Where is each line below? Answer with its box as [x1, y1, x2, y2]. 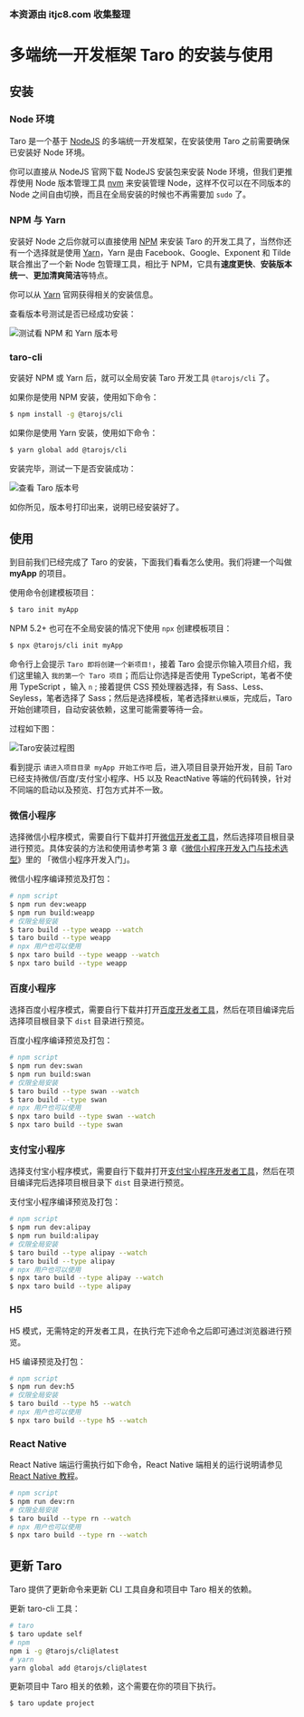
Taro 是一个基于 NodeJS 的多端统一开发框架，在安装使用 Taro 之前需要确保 [9, 135, 290, 146]
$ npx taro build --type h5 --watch [9, 1416, 147, 1425]
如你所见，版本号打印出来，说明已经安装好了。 [9, 501, 184, 513]
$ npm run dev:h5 [9, 1382, 75, 1392]
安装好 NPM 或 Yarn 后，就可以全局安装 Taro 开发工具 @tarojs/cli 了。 [9, 373, 274, 383]
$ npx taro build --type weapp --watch [9, 950, 160, 960]
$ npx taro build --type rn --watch [9, 1530, 147, 1540]
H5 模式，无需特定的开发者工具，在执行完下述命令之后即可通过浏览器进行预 [9, 1325, 292, 1336]
